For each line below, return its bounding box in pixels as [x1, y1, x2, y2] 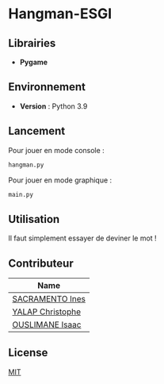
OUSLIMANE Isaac [12, 319, 82, 330]
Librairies [8, 36, 56, 50]
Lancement [8, 125, 66, 138]
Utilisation [8, 212, 60, 226]
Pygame [19, 57, 48, 67]
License [8, 346, 48, 359]
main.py [8, 190, 34, 198]
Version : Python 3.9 [19, 101, 88, 111]
